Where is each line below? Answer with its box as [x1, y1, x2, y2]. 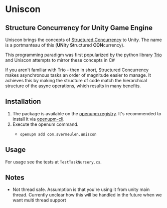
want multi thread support [12, 197, 66, 203]
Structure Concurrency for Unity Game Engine [5, 24, 153, 32]
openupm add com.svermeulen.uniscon [20, 132, 97, 137]
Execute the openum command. [12, 121, 79, 127]
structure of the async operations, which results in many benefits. [5, 83, 141, 89]
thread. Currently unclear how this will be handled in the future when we [12, 192, 162, 198]
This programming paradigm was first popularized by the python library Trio [5, 52, 162, 58]
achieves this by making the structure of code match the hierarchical [5, 78, 147, 83]
